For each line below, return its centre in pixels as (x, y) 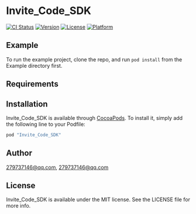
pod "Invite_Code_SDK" (34, 135)
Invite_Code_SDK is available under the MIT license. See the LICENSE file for (98, 199)
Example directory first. (34, 65)
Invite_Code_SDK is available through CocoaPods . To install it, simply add (94, 118)
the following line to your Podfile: (46, 124)
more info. (18, 206)
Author (19, 153)
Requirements (32, 84)
